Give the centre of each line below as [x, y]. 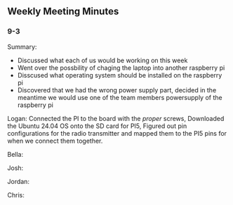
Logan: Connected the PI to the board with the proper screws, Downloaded [116, 118]
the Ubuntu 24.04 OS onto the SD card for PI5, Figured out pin [97, 126]
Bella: [15, 154]
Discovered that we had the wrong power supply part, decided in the [117, 90]
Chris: [16, 195]
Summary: [22, 47]
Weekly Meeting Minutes [63, 12]
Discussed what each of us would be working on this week [102, 60]
